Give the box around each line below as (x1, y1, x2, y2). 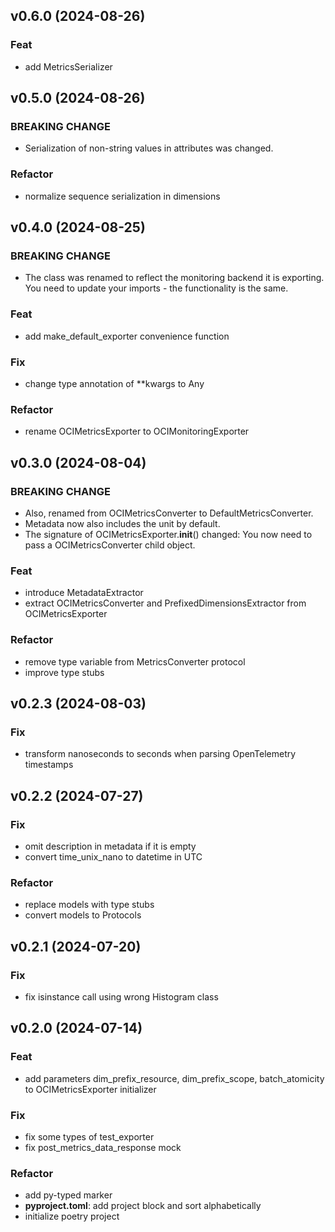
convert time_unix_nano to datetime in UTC (24, 850, 203, 863)
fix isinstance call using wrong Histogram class (24, 990, 219, 1003)
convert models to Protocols (24, 909, 142, 921)
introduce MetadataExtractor (24, 587, 144, 599)
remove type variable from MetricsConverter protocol (24, 655, 246, 668)
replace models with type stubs (24, 899, 155, 911)
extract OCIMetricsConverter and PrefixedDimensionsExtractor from (24, 597, 307, 609)
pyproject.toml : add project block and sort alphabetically (24, 1200, 262, 1212)
